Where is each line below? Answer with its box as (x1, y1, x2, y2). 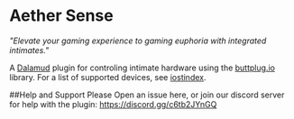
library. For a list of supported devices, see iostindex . (9, 71, 207, 82)
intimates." (9, 44, 50, 55)
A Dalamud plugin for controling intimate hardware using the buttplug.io (9, 62, 275, 73)
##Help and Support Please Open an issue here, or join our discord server (9, 89, 285, 100)
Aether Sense (9, 5, 115, 26)
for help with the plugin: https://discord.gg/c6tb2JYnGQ (9, 98, 217, 109)
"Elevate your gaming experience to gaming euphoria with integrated (9, 35, 267, 46)
